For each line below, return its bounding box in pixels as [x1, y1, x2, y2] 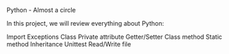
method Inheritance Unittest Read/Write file [6, 40, 131, 48]
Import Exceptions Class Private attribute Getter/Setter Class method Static [6, 33, 223, 41]
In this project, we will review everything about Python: [6, 19, 165, 27]
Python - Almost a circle [6, 6, 76, 14]
